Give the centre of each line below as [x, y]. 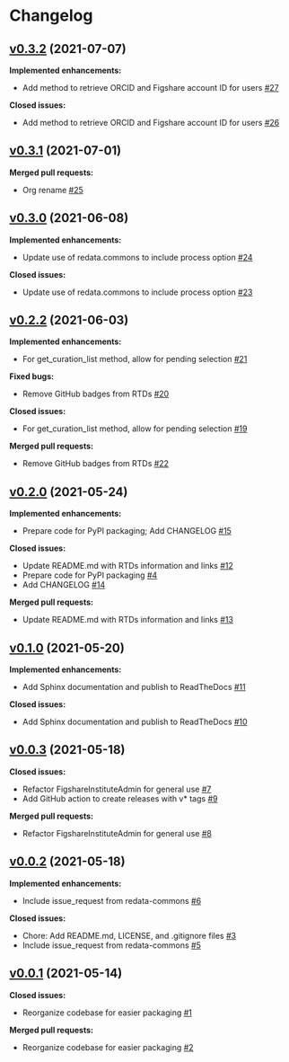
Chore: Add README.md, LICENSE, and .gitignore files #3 [129, 935]
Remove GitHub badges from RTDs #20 [96, 394]
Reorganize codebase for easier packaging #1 [107, 1013]
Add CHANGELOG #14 [64, 585]
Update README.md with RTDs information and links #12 [127, 566]
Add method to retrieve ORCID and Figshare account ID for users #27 [151, 88]
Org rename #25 [53, 190]
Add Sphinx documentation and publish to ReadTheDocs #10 [135, 722]
